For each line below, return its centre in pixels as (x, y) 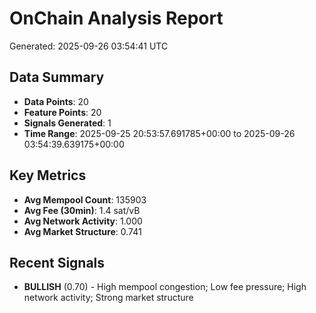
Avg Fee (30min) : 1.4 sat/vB (82, 210)
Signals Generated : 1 (67, 123)
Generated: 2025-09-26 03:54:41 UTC (89, 46)
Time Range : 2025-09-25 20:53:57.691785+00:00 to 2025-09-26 (159, 133)
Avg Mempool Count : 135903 (85, 199)
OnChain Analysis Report (116, 18)
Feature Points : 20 (62, 112)
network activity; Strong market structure (108, 298)
